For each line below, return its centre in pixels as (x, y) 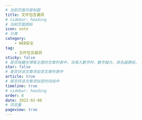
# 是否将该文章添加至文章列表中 (34, 72)
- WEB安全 (24, 43)
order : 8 (15, 95)
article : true (20, 77)
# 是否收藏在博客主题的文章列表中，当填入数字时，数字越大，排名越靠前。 (72, 62)
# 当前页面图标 (19, 24)
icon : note (17, 29)
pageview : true (21, 110)
